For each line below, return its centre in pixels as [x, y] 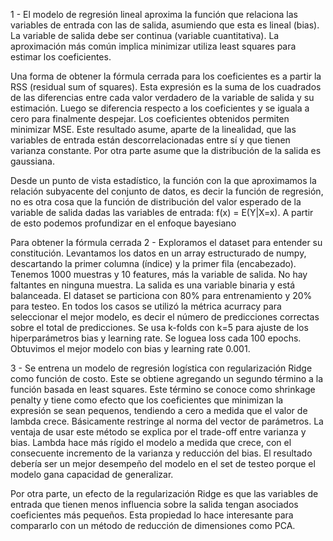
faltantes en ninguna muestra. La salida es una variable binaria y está [153, 285]
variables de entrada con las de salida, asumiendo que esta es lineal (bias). [165, 25]
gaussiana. [32, 161]
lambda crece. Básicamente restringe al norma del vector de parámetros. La [167, 421]
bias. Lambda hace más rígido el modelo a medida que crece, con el [151, 442]
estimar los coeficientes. [61, 57]
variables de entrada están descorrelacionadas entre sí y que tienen [150, 140]
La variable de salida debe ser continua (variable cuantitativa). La [145, 35]
